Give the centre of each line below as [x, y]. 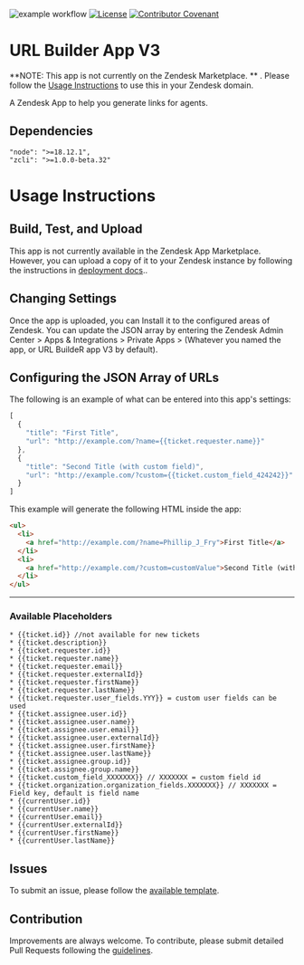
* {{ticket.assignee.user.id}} [68, 714]
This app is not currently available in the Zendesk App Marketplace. [135, 251]
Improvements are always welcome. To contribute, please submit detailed [147, 941]
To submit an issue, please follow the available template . [114, 891]
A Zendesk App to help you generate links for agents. [109, 102]
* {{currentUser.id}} [50, 801]
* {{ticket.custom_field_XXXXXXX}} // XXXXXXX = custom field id [135, 778]
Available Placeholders [61, 616]
